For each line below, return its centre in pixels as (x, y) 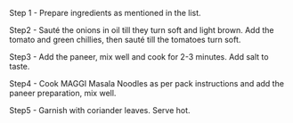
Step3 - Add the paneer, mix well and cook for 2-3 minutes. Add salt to (139, 57)
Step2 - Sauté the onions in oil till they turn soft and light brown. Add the (142, 30)
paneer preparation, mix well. (63, 93)
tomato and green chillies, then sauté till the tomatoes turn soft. (125, 40)
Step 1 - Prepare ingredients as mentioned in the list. (106, 13)
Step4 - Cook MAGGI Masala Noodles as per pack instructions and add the (147, 83)
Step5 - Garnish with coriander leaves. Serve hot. (100, 110)
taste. (20, 66)
